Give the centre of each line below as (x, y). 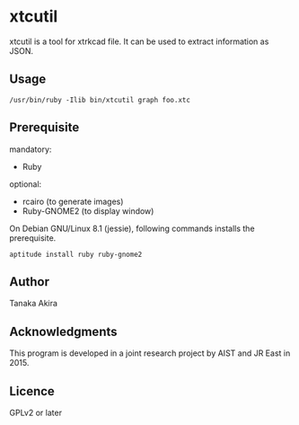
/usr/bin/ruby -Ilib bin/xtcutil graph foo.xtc (100, 100)
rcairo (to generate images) (73, 201)
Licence (32, 391)
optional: (26, 184)
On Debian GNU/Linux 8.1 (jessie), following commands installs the (132, 228)
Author (29, 282)
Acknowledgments (64, 331)
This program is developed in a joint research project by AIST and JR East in (150, 353)
